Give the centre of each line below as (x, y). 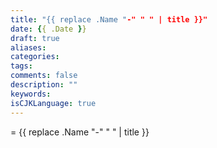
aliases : (28, 47)
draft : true (35, 38)
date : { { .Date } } (48, 29)
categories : (35, 57)
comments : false (44, 76)
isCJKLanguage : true (53, 103)
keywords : (31, 94)
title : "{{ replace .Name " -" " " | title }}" (109, 19)
